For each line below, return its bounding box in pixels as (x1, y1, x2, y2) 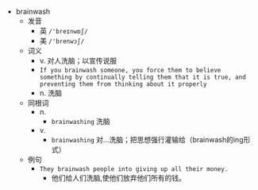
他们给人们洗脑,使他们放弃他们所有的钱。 (51, 173, 187, 182)
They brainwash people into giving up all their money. (39, 165, 229, 173)
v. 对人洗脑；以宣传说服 (39, 56, 117, 65)
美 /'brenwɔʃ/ (39, 36, 85, 45)
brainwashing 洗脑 (51, 117, 111, 126)
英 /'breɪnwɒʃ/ (39, 26, 89, 35)
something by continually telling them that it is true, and (39, 73, 246, 81)
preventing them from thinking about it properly (39, 80, 207, 88)
